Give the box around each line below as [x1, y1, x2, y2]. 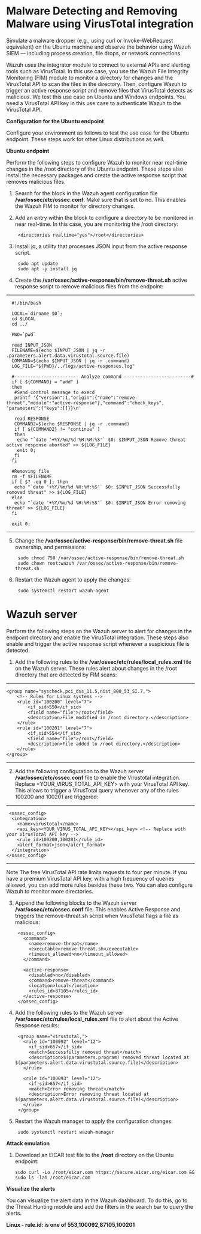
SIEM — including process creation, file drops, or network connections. [6, 49, 182, 56]
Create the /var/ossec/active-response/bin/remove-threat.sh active [14, 276, 187, 284]
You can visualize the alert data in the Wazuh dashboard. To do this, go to [6, 1197, 188, 1204]
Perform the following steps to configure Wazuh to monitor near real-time [6, 159, 187, 166]
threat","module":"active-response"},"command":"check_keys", [6, 400, 165, 406]
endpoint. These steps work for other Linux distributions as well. [6, 135, 165, 142]
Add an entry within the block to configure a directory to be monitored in [14, 214, 194, 221]
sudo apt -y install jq [17, 266, 77, 272]
